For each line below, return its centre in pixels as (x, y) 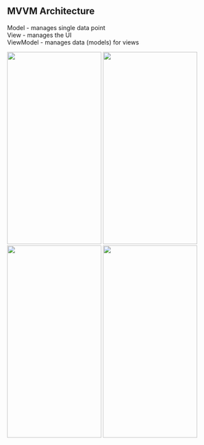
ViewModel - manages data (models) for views (73, 42)
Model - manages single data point (56, 27)
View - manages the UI (39, 35)
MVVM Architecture (51, 11)
